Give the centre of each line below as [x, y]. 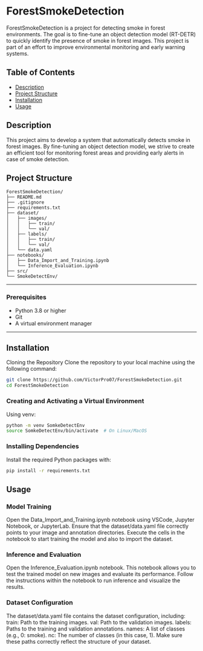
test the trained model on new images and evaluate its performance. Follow [100, 574]
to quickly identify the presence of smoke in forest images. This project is [98, 40]
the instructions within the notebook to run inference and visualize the [93, 580]
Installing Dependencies [43, 446]
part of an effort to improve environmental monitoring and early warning [96, 47]
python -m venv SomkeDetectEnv [46, 425]
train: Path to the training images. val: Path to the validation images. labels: [99, 622]
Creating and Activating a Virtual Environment [75, 401]
